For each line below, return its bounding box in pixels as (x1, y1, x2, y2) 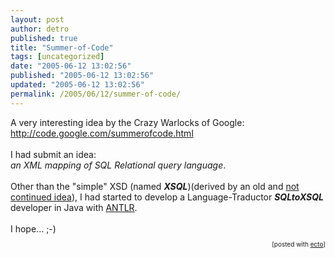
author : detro (10, 24, 70, 34)
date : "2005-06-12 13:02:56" (10, 61, 132, 71)
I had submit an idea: (10, 148, 97, 160)
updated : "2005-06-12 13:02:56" (10, 80, 145, 90)
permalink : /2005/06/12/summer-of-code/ (10, 89, 182, 99)
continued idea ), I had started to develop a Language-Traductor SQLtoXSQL (10, 191, 324, 203)
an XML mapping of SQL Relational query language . (10, 159, 227, 171)
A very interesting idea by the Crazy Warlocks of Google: (10, 116, 245, 128)
